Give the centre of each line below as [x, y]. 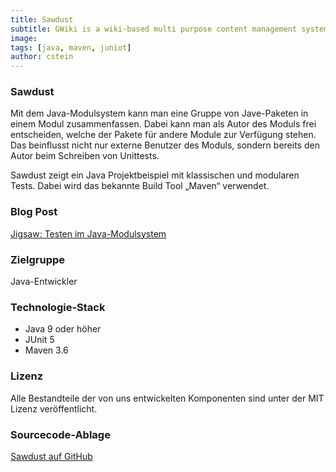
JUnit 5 [39, 340]
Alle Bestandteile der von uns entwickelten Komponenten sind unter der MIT [167, 398]
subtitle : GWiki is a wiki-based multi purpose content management [154, 29]
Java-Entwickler [44, 282]
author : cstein [42, 57]
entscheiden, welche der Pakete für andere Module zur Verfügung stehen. [163, 135]
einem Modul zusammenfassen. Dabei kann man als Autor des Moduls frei [163, 124]
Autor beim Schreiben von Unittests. [85, 156]
